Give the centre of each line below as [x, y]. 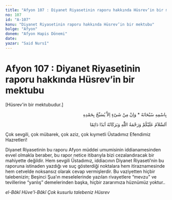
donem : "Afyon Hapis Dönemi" [36, 34]
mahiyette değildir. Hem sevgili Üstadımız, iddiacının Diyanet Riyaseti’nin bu [85, 160]
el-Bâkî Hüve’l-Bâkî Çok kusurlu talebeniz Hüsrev [58, 192]
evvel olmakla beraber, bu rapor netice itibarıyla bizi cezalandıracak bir [80, 155]
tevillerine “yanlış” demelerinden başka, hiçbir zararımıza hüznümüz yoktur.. [85, 182]
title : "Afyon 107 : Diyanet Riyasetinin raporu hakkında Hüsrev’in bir [84, 10]
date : [11, 39]
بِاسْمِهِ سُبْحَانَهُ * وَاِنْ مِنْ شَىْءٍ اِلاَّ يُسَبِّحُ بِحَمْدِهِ [125, 114]
